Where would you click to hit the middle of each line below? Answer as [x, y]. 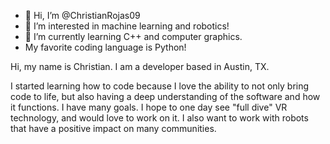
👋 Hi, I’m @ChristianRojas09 [82, 15]
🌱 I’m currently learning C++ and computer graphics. [133, 36]
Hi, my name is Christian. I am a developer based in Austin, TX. [140, 66]
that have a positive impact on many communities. [113, 128]
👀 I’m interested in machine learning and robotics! [127, 26]
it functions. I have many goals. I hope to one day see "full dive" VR [149, 107]
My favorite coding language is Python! [105, 47]
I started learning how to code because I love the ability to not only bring [160, 86]
